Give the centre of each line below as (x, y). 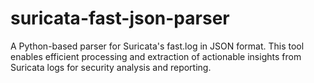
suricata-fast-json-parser (120, 18)
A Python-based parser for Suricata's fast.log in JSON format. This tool (157, 46)
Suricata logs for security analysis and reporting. (111, 67)
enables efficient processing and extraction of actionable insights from (156, 56)
